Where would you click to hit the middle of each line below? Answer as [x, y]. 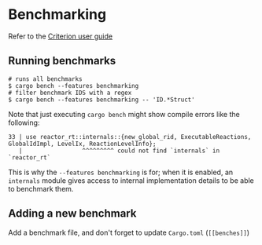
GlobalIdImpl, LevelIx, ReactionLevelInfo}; [82, 144]
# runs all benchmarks [45, 79]
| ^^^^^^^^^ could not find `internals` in [119, 151]
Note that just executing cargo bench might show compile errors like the [124, 114]
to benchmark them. [41, 188]
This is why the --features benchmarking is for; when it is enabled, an [121, 172]
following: [24, 122]
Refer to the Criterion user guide [60, 36]
